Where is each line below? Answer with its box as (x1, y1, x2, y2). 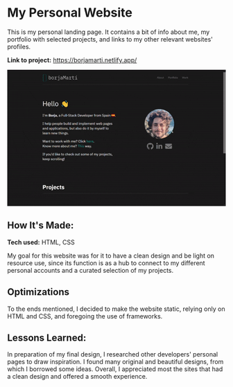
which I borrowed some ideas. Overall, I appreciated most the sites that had (7, 365, 223, 373)
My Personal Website (7, 5, 133, 21)
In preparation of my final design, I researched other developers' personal (7, 350, 218, 359)
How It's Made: (7, 219, 74, 231)
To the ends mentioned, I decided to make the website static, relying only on (7, 305, 225, 313)
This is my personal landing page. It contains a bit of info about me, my (7, 28, 210, 36)
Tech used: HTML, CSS (7, 237, 75, 246)
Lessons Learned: (7, 332, 87, 343)
